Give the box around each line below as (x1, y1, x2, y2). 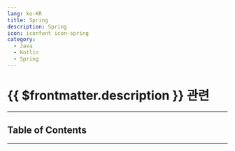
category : (7, 36, 36, 43)
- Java (13, 42, 33, 49)
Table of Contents (7, 125, 87, 136)
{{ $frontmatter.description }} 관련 (7, 88, 210, 103)
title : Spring (7, 17, 49, 24)
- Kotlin (13, 49, 39, 56)
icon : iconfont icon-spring (7, 29, 90, 37)
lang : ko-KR (7, 10, 42, 17)
